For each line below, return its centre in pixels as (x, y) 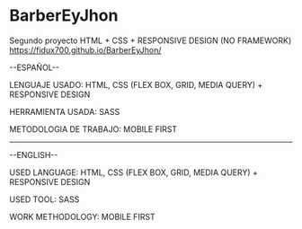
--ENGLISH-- (34, 154)
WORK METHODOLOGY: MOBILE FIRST (82, 216)
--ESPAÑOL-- (35, 67)
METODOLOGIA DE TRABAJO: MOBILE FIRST (93, 129)
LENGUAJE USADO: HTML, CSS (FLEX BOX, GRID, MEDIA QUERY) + (136, 84)
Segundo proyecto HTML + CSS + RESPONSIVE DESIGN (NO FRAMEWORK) (151, 40)
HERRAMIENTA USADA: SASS (65, 111)
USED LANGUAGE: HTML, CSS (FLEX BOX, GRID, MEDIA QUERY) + (133, 172)
